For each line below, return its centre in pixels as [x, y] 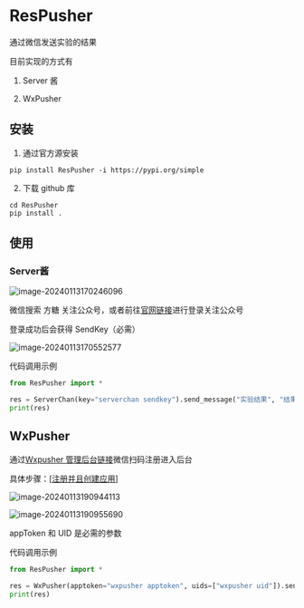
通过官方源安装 [50, 153]
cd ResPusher [34, 205]
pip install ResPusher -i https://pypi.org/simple [107, 170]
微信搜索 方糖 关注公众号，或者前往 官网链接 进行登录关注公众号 [127, 310]
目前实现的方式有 [41, 61]
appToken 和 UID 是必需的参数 [66, 533]
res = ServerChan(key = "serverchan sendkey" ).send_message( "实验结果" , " [147, 400]
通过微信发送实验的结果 [53, 42]
